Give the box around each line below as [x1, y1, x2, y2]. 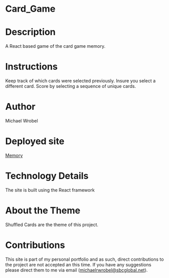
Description [5, 26, 56, 38]
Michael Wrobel [5, 118, 38, 123]
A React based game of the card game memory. [5, 43, 106, 49]
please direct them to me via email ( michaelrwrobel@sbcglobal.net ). [5, 267, 148, 273]
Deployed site [5, 136, 65, 147]
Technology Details [5, 170, 89, 182]
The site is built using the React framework [5, 187, 95, 193]
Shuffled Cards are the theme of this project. [5, 222, 99, 228]
